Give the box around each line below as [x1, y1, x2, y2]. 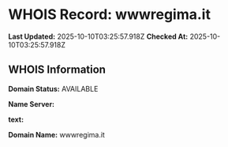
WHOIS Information [8, 63, 107, 77]
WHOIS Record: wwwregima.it [8, 6, 211, 24]
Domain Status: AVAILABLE [8, 84, 99, 93]
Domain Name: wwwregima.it [8, 130, 105, 139]
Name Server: [8, 99, 55, 108]
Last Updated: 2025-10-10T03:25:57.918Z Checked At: [8, 32, 189, 41]
